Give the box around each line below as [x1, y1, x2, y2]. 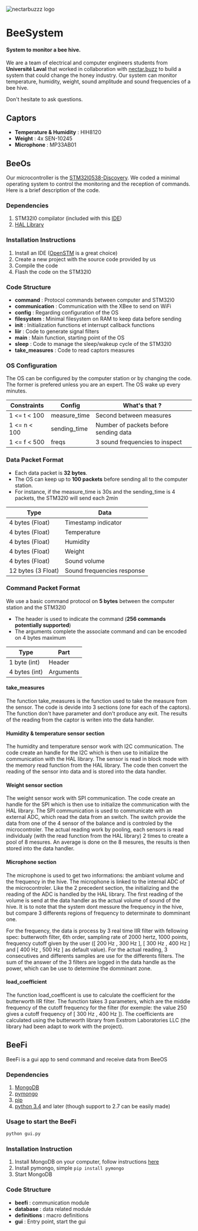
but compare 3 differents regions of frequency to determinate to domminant [6, 909, 190, 916]
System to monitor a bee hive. [6, 46, 81, 53]
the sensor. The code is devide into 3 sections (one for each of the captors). [6, 704, 192, 711]
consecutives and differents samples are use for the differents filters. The [6, 952, 184, 959]
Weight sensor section [6, 781, 63, 789]
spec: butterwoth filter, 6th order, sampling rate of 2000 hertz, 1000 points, [6, 933, 189, 940]
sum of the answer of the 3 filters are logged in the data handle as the [6, 958, 176, 966]
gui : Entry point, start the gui [14, 1218, 86, 1225]
